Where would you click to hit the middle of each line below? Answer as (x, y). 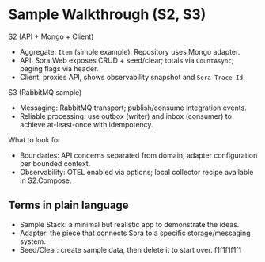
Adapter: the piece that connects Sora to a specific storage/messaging (135, 233)
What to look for (34, 139)
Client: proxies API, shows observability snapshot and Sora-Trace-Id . (132, 77)
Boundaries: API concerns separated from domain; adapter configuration (138, 155)
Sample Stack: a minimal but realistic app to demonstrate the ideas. (129, 224)
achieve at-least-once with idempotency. (86, 124)
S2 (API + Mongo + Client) (51, 36)
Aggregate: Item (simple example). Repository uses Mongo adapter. (130, 51)
